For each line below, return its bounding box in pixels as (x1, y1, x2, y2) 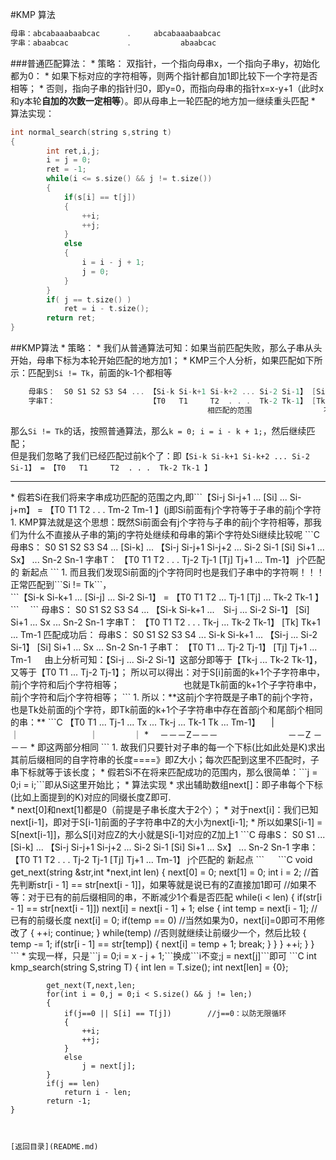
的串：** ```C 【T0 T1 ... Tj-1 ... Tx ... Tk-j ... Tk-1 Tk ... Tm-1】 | (10, 716, 275, 728)
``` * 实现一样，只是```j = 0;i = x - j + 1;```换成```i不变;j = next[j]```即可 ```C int (10, 949, 317, 962)
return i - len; (63, 1087, 132, 1097)
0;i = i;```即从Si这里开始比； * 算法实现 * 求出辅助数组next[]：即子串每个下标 (10, 778, 323, 790)
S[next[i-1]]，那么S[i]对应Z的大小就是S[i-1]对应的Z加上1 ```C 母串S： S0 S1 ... (10, 828, 326, 840)
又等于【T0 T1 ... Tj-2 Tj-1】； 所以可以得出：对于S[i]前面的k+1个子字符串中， (10, 666, 326, 678)
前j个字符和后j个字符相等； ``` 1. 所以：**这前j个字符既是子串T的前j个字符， (10, 691, 318, 703)
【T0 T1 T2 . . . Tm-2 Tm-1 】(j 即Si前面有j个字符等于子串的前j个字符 (45, 503, 322, 515)
